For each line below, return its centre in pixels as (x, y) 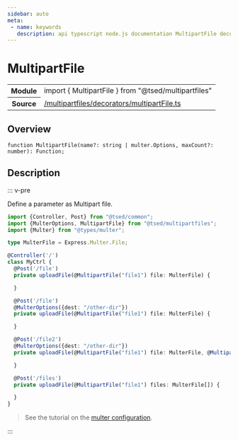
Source (24, 104)
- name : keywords (36, 27)
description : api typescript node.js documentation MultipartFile (117, 34)
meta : (15, 21)
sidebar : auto (28, 14)
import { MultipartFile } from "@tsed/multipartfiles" (128, 91)
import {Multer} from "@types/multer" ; (66, 230)
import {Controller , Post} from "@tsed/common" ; (80, 216)
